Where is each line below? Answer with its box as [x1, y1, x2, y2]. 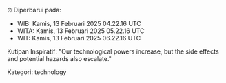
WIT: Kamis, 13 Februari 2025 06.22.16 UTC [17, 34, 141, 42]
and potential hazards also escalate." [7, 55, 112, 62]
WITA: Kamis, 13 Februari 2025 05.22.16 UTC [17, 27, 145, 35]
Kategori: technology [7, 68, 67, 76]
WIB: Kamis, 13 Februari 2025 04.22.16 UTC [17, 20, 141, 27]
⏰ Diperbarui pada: [7, 6, 62, 14]
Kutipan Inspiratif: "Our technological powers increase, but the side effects [7, 47, 219, 56]
